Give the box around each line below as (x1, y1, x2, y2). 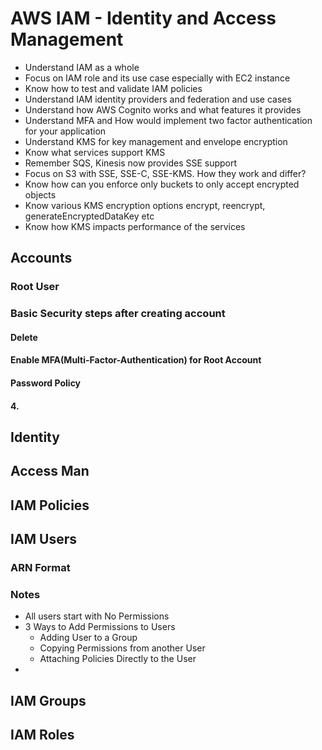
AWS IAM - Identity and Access (10, 7, 277, 30)
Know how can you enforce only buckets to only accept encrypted (24, 178, 300, 190)
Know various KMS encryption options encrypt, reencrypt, (24, 199, 266, 211)
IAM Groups (10, 692, 87, 709)
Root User (10, 280, 60, 294)
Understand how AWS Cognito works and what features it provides (24, 103, 302, 116)
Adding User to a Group (39, 632, 138, 644)
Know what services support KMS (24, 146, 166, 158)
